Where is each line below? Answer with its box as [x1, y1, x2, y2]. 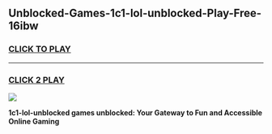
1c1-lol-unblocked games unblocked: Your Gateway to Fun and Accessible [8, 107, 263, 117]
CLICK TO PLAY [8, 44, 71, 55]
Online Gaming [8, 116, 60, 126]
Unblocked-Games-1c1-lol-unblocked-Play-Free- [8, 6, 261, 20]
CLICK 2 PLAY [8, 74, 65, 85]
